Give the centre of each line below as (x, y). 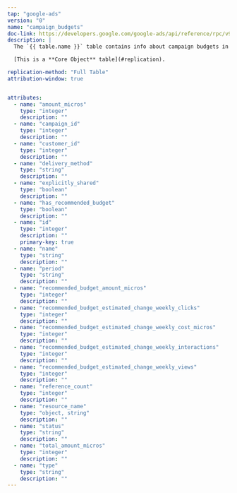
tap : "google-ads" (34, 14)
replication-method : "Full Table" (58, 72)
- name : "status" (39, 426)
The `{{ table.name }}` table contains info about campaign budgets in (121, 47)
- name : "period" (39, 268)
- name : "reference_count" (53, 387)
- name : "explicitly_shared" (56, 183)
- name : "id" (33, 222)
